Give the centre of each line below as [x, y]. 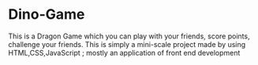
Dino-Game [47, 14]
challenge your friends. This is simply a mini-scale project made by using [127, 44]
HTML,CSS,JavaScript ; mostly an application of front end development [124, 52]
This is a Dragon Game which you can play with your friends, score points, [129, 36]
